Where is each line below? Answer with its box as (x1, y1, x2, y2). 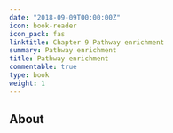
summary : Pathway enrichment (9, 46, 117, 55)
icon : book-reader (9, 21, 77, 30)
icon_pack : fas (9, 29, 66, 38)
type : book (9, 71, 50, 80)
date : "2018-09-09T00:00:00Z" (9, 12, 122, 22)
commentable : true (9, 63, 77, 72)
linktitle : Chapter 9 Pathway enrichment (9, 37, 165, 47)
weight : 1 (9, 79, 46, 88)
